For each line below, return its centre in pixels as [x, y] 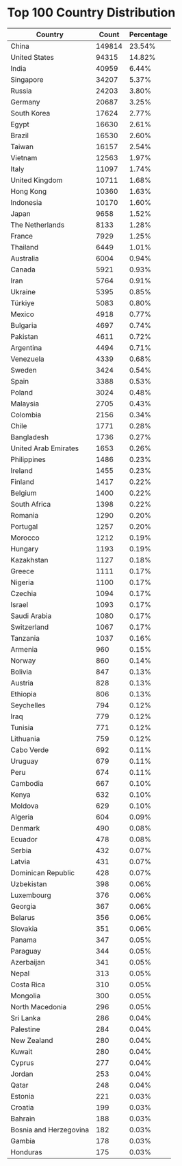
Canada [23, 269]
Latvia [21, 861]
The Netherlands [38, 225]
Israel [19, 604]
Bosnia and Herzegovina [50, 1130]
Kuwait [22, 1051]
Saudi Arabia [31, 615]
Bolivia [21, 672]
